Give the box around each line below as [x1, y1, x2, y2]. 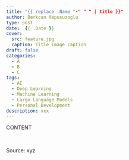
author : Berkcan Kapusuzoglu [6, 14, 78, 20]
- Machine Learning [11, 91, 60, 97]
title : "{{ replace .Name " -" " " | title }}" [6, 8, 124, 15]
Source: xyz [6, 147, 36, 154]
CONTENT [6, 124, 32, 131]
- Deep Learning [11, 86, 52, 92]
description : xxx [6, 108, 49, 114]
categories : [6, 53, 36, 59]
